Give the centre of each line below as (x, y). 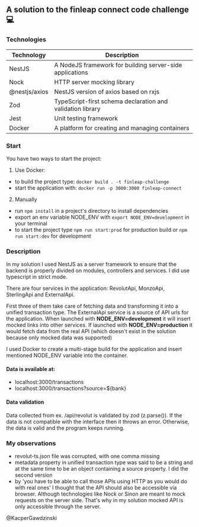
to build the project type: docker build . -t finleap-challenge (92, 181)
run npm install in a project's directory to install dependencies (92, 210)
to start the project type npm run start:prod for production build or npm (101, 229)
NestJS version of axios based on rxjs (107, 91)
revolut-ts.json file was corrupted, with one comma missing (87, 456)
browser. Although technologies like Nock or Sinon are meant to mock (100, 494)
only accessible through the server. (58, 506)
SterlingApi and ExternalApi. (41, 295)
